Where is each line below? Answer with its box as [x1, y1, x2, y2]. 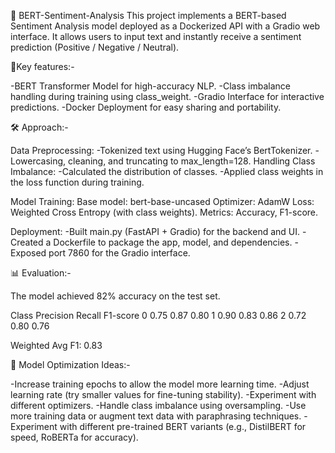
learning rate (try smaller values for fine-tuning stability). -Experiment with [10, 389, 317, 400]
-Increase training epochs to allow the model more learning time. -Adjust [10, 378, 310, 390]
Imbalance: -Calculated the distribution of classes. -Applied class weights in [10, 166, 324, 177]
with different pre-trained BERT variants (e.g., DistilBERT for [59, 421, 307, 432]
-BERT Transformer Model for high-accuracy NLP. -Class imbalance [10, 80, 292, 92]
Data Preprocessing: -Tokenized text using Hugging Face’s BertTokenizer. [10, 145, 313, 156]
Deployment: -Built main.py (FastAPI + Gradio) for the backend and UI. [10, 226, 301, 237]
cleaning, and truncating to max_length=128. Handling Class [68, 155, 316, 167]
